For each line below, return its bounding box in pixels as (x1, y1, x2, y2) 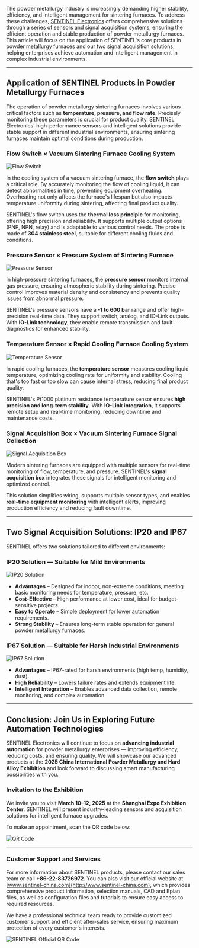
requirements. (14, 614, 49, 621)
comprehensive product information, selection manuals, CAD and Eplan (6, 888, 181, 895)
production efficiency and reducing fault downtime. (6, 505, 131, 512)
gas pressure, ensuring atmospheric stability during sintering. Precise (6, 282, 176, 289)
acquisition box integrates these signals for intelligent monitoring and (6, 474, 176, 481)
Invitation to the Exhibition (6, 786, 84, 794)
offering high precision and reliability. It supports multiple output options (6, 218, 182, 225)
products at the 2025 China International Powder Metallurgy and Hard (6, 758, 181, 765)
